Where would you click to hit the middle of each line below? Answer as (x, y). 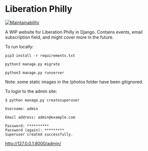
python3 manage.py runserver (35, 73)
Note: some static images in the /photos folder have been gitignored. (74, 82)
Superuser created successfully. (39, 134)
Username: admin (21, 108)
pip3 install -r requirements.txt (40, 55)
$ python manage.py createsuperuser (42, 100)
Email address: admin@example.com (40, 117)
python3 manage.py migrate (32, 64)
